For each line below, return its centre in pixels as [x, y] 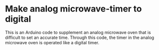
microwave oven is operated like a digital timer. [52, 42]
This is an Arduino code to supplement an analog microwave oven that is [78, 32]
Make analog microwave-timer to [74, 9]
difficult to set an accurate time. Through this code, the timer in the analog [80, 37]
